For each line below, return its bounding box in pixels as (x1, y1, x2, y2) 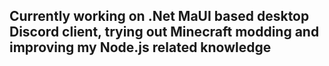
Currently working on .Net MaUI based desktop (9, 8, 310, 25)
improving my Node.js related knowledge (9, 39, 272, 56)
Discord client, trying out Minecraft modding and (9, 24, 320, 41)
